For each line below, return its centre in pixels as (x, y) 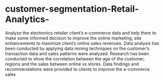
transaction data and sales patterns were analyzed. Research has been (77, 53)
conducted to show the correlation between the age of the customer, (75, 59)
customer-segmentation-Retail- (72, 9)
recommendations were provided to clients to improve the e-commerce (78, 69)
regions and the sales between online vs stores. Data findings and (72, 64)
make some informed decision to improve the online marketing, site (73, 38)
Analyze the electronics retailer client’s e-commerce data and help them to (81, 33)
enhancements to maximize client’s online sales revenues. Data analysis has (82, 43)
